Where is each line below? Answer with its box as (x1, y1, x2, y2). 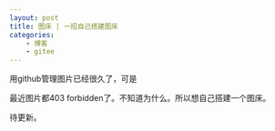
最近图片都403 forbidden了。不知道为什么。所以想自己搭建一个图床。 (9, 93, 271, 104)
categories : (9, 30, 55, 39)
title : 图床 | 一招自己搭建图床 (9, 22, 118, 31)
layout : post (9, 13, 59, 23)
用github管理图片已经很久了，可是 (9, 74, 137, 85)
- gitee (25, 47, 55, 56)
